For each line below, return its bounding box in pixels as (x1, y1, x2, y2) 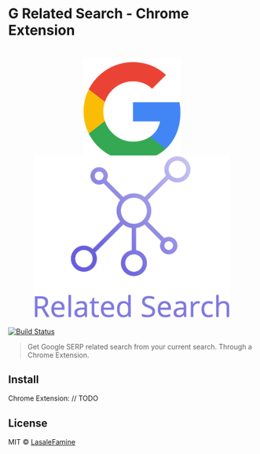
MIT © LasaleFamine (8, 438, 76, 447)
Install (8, 372, 39, 386)
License (8, 416, 48, 430)
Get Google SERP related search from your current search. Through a (27, 342, 253, 351)
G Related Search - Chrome (8, 5, 189, 23)
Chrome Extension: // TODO (8, 394, 99, 403)
